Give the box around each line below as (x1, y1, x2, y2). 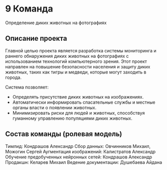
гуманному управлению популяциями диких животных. (12, 115, 133, 121)
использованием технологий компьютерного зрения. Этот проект (5, 58, 147, 64)
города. (5, 74, 22, 80)
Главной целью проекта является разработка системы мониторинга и (5, 47, 156, 53)
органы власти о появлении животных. (12, 104, 97, 111)
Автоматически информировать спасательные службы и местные (12, 99, 155, 105)
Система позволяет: (5, 84, 49, 90)
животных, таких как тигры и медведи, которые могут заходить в (5, 69, 146, 75)
